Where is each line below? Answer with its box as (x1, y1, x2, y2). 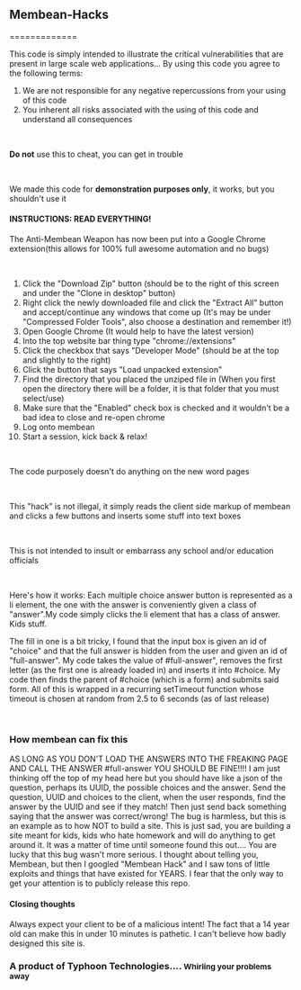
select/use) (22, 393, 65, 404)
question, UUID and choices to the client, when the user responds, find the (9, 792, 286, 803)
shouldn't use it (9, 193, 67, 203)
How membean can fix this (9, 733, 128, 745)
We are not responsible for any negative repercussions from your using (22, 85, 287, 95)
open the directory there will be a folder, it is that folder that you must (22, 383, 279, 394)
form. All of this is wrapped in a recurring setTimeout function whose (9, 684, 265, 695)
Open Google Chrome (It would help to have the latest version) (22, 326, 254, 337)
